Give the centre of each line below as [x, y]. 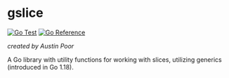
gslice [25, 13]
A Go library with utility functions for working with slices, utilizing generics [115, 59]
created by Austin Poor [41, 46]
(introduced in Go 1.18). [40, 67]
